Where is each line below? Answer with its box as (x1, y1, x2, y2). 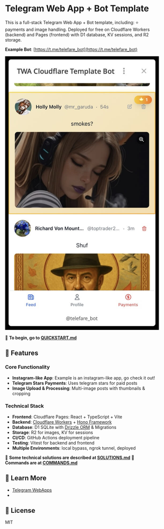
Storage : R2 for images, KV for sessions (12, 429, 93, 435)
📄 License (5, 506, 36, 515)
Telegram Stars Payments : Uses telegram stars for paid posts (12, 380, 138, 386)
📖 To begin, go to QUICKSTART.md (5, 334, 77, 341)
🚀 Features (5, 349, 39, 357)
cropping (12, 390, 31, 396)
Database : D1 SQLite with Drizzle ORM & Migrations (12, 424, 117, 430)
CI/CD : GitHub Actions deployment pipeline (12, 434, 100, 440)
